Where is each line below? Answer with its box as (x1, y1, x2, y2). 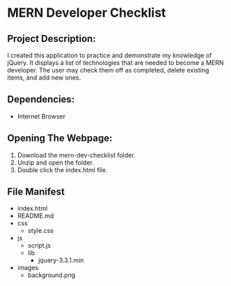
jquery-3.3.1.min (38, 256, 84, 264)
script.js (27, 241, 51, 250)
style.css (27, 227, 54, 235)
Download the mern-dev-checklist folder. (17, 151, 136, 159)
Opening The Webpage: (7, 133, 113, 144)
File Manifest (7, 186, 65, 198)
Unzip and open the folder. (17, 158, 94, 167)
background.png (27, 271, 76, 280)
